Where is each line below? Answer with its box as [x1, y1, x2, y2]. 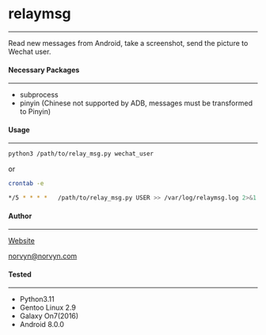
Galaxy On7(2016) [19, 311, 79, 321]
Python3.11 [19, 295, 55, 304]
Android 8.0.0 [19, 320, 65, 329]
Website [8, 236, 36, 246]
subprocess [19, 90, 59, 100]
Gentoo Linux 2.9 [19, 303, 77, 313]
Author [8, 211, 32, 220]
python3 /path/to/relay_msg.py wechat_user [8, 150, 154, 158]
